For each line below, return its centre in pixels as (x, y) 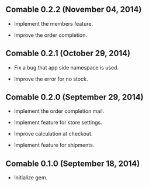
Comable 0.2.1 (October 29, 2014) (68, 53)
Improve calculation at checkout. (53, 134)
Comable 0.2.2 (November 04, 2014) (74, 10)
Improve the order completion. (51, 35)
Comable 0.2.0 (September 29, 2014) (74, 97)
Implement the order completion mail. (59, 111)
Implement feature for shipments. (54, 145)
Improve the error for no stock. (51, 79)
